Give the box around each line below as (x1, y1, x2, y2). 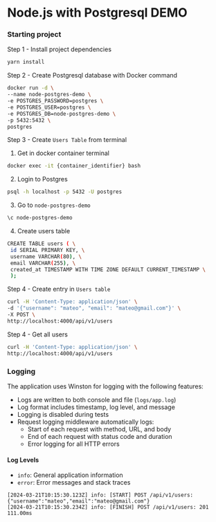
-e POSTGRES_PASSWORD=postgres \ (7, 98, 104, 105)
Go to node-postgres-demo (17, 201, 91, 209)
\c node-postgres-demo (7, 215, 73, 222)
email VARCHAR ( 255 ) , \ (10, 260, 76, 267)
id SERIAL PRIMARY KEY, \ (10, 246, 85, 253)
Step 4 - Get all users (7, 330, 68, 339)
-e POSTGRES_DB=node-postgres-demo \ (7, 110, 116, 117)
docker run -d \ (7, 84, 54, 91)
